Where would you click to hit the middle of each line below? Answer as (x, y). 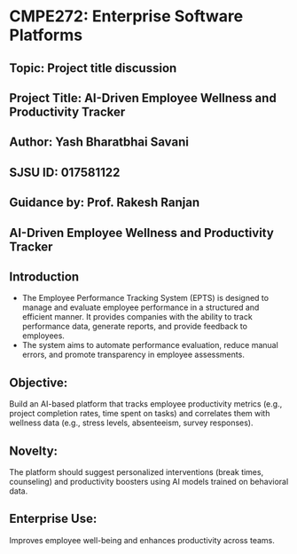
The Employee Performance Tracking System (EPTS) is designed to (145, 298)
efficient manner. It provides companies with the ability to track (137, 317)
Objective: (39, 382)
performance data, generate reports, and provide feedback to (135, 327)
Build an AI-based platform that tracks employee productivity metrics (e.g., (146, 404)
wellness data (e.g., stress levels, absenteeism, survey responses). (131, 423)
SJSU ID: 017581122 (65, 172)
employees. (43, 336)
